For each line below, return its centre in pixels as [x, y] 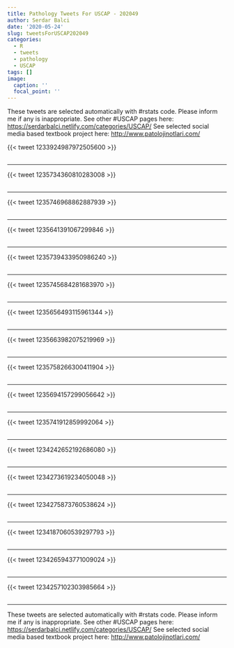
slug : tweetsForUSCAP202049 [48, 33]
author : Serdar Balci [39, 20]
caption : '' [31, 85]
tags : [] [20, 72]
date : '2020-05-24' [36, 27]
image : [17, 79]
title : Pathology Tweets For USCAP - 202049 [73, 14]
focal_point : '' [37, 91]
